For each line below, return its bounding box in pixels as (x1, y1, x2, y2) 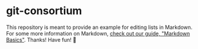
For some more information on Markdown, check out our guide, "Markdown (6, 30, 190, 37)
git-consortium (6, 4, 82, 18)
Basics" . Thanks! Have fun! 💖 (6, 36, 77, 43)
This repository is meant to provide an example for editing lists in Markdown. (6, 24, 193, 31)
